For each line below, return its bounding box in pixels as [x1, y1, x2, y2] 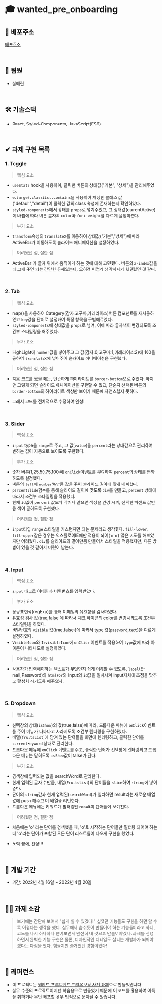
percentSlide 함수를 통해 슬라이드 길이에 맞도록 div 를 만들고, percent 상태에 [12, 487, 157, 493]
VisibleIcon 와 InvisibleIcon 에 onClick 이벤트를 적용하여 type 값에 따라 [12, 639, 150, 645]
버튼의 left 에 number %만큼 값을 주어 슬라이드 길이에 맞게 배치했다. [12, 481, 139, 487]
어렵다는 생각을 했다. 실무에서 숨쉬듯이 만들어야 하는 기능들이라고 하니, [22, 925, 155, 931]
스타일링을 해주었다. [21, 328, 59, 334]
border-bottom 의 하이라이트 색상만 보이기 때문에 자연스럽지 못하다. [12, 388, 139, 394]
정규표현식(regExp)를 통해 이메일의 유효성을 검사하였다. [12, 609, 118, 615]
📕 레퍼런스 [5, 968, 35, 976]
